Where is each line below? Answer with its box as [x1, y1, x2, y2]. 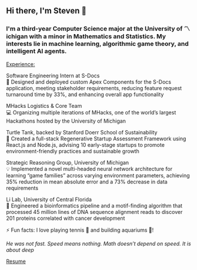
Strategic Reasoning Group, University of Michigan [6, 159, 129, 166]
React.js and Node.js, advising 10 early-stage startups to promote [6, 141, 165, 148]
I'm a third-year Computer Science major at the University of [6, 25, 183, 33]
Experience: [6, 60, 35, 68]
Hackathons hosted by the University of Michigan [6, 117, 126, 124]
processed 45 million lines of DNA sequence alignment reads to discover [6, 208, 183, 215]
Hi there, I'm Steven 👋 [6, 6, 87, 16]
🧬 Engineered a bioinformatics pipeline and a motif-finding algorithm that [6, 202, 183, 209]
